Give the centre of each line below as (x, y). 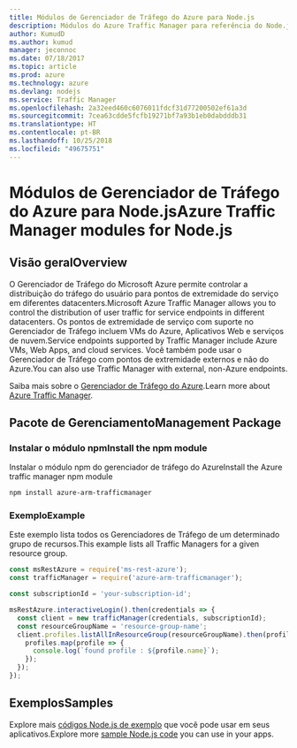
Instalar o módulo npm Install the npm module (108, 447)
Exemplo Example (47, 515)
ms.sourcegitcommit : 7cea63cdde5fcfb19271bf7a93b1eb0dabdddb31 (128, 116)
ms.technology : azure (49, 83)
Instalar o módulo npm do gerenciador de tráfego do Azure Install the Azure (146, 467)
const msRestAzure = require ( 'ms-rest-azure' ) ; (99, 570)
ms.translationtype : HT (53, 125)
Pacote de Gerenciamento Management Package (145, 423)
